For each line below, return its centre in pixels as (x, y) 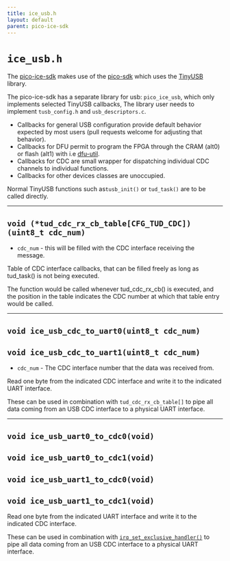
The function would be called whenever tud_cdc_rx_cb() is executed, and (111, 289)
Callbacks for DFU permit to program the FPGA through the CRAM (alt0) (118, 147)
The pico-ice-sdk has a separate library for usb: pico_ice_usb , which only (111, 97)
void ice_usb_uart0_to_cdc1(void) (81, 458)
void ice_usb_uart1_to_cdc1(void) (81, 501)
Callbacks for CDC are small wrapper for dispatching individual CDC (113, 161)
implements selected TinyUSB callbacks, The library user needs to (101, 104)
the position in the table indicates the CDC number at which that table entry (114, 297)
